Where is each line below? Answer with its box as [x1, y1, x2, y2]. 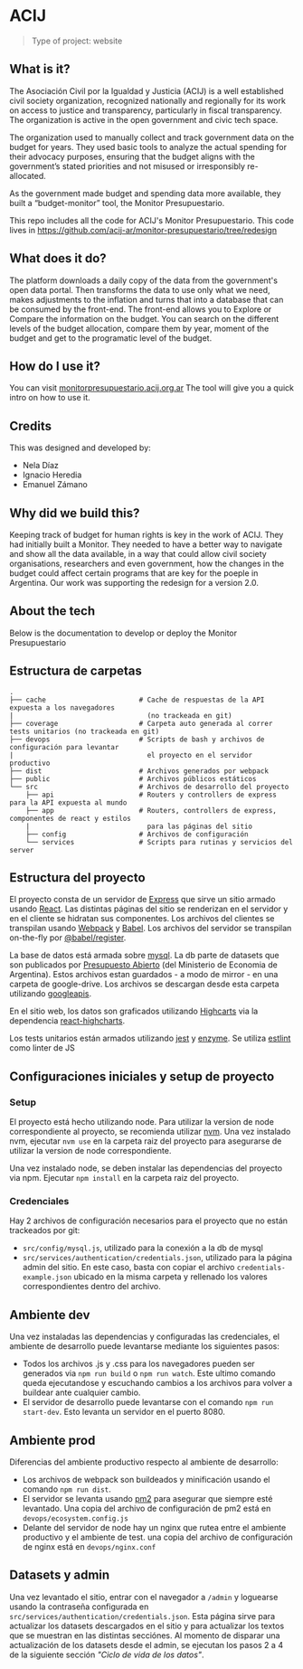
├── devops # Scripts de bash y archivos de [9, 734, 265, 744]
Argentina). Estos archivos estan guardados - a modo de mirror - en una [9, 969, 279, 980]
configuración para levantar [9, 742, 119, 751]
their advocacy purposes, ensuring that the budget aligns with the [9, 151, 255, 162]
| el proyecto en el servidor [9, 750, 253, 759]
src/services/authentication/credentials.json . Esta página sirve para [9, 1610, 276, 1621]
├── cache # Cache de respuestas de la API [9, 695, 265, 704]
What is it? [9, 61, 71, 77]
